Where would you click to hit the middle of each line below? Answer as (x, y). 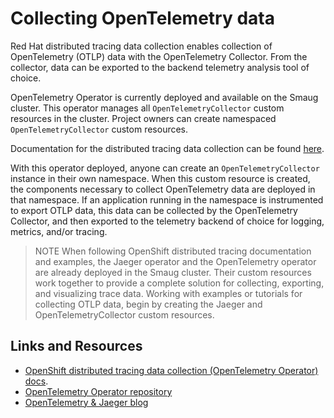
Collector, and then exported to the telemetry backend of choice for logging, (167, 221)
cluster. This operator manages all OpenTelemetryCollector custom (147, 108)
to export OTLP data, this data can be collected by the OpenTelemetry (154, 210)
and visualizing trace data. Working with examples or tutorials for (168, 293)
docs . (36, 381)
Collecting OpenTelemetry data (142, 18)
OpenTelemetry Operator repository (98, 391)
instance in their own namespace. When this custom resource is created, (160, 178)
